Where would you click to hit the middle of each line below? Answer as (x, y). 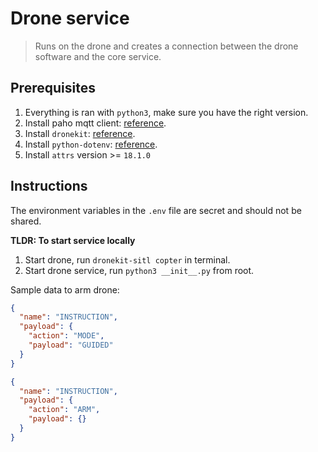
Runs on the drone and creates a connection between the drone (166, 46)
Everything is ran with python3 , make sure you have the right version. (166, 112)
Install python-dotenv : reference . (91, 144)
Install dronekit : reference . (80, 133)
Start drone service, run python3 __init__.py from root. (139, 270)
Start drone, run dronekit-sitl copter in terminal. (127, 259)
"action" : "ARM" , (64, 410)
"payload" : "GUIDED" (71, 345)
